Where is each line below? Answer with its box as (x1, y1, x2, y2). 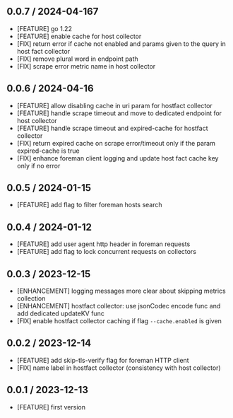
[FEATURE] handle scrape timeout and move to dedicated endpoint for (16, 109, 222, 117)
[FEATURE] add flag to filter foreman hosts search (16, 201, 163, 209)
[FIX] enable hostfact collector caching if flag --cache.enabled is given (16, 317, 222, 325)
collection (16, 294, 46, 303)
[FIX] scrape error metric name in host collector (16, 62, 156, 70)
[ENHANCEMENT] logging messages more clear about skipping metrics (16, 286, 227, 296)
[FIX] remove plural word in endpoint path (16, 54, 138, 63)
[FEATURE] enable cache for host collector (16, 32, 142, 40)
